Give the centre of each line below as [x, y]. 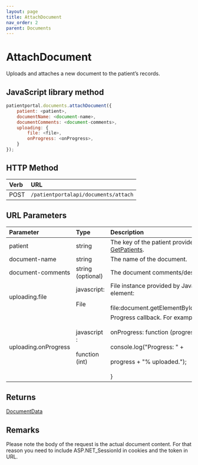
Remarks [23, 430]
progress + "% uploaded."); [148, 362]
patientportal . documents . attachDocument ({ [59, 106]
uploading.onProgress [40, 347]
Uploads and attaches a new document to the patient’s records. [83, 74]
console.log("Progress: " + [147, 347]
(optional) [89, 276]
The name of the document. [149, 259]
